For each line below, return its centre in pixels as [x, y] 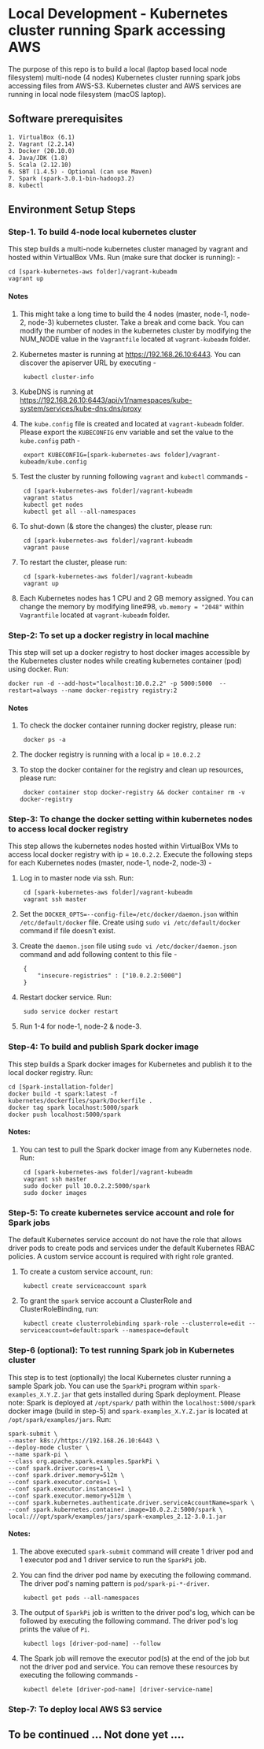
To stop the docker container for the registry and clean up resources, [131, 770]
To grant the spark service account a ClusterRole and [106, 1301]
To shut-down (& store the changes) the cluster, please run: [116, 526]
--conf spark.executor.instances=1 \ [70, 1489]
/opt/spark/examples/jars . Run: [60, 1419]
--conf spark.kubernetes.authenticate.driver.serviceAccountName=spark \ [132, 1502]
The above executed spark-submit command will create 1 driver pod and [136, 1551]
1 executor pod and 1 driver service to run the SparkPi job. [113, 1559]
